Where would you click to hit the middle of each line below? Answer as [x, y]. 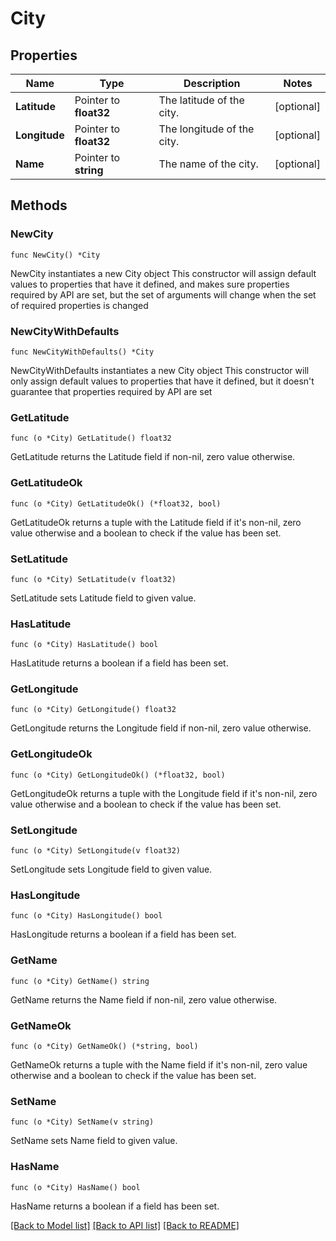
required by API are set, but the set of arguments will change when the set [163, 294]
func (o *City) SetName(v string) [82, 1122]
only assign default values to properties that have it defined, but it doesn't [162, 381]
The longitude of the [206, 129]
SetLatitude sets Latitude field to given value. [103, 598]
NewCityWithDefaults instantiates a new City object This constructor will [160, 370]
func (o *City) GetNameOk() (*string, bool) [104, 1046]
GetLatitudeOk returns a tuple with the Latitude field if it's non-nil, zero [156, 522]
